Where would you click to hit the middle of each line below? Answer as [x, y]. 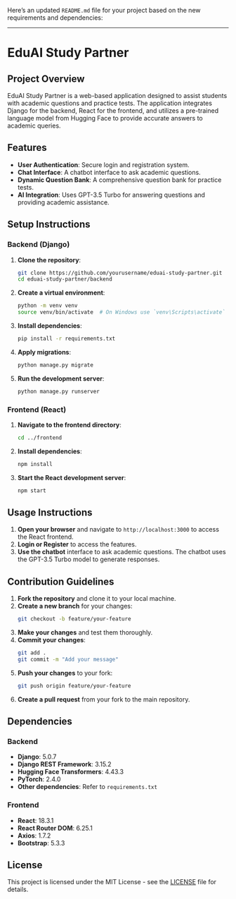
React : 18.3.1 [35, 820]
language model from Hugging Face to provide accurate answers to [105, 118]
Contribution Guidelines [61, 581]
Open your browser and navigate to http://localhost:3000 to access [118, 530]
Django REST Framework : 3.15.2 [64, 764]
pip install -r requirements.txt [66, 338]
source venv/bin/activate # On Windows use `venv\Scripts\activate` [122, 312]
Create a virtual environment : [61, 293]
